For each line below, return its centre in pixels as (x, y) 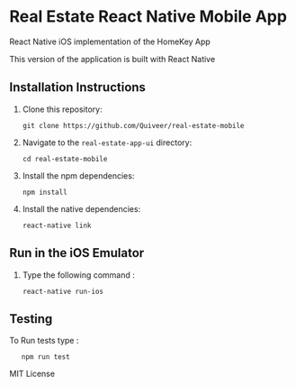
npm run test (45, 357)
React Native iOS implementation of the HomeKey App (110, 41)
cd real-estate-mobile (65, 159)
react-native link (57, 225)
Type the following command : (78, 275)
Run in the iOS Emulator (77, 253)
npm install (45, 192)
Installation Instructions (78, 87)
